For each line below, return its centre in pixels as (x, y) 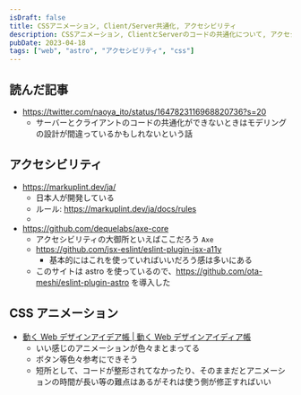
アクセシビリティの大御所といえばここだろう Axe (125, 239)
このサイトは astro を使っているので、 (106, 271)
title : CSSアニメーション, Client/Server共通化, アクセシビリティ (123, 26)
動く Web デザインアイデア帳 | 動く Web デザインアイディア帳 (137, 337)
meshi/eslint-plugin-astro (82, 282)
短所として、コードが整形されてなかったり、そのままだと (141, 370)
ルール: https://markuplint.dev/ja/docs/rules (116, 208)
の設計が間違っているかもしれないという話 (114, 133)
